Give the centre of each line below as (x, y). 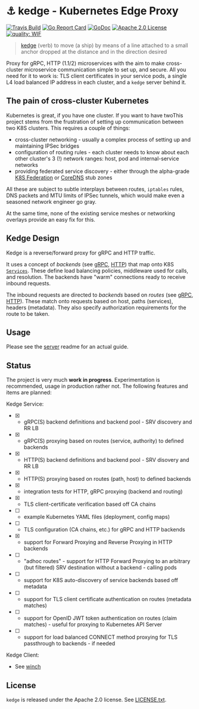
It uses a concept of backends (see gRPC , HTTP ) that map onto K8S (90, 264)
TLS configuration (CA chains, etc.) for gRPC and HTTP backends (105, 530)
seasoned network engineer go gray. (52, 201)
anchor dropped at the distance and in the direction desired (94, 51)
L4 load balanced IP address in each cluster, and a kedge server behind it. (96, 82)
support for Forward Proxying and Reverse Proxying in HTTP (98, 542)
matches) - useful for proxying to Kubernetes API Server (93, 624)
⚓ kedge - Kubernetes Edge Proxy (92, 11)
